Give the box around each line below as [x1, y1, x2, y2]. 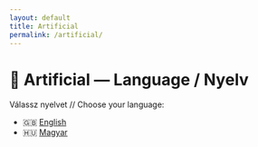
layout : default [9, 13, 71, 23]
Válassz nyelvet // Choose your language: [9, 99, 165, 110]
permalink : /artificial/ [9, 30, 103, 39]
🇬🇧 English [22, 117, 67, 128]
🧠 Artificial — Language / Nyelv [9, 69, 249, 90]
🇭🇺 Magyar [22, 127, 68, 138]
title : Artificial [9, 22, 79, 31]
